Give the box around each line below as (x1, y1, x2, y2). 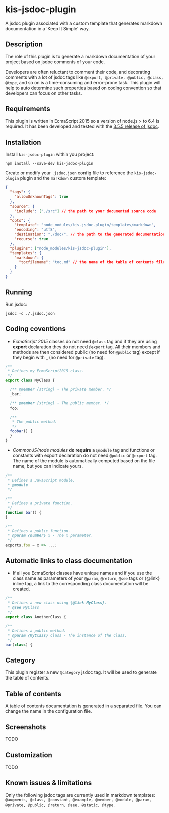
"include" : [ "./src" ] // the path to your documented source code (14, 208, 156, 214)
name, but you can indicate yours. (12, 463, 83, 469)
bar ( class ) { (5, 642, 33, 647)
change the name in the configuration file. (5, 708, 92, 714)
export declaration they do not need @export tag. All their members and (12, 344, 161, 350)
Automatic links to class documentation (5, 557, 133, 565)
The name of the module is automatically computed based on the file (12, 457, 155, 464)
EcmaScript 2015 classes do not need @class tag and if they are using (12, 338, 157, 344)
